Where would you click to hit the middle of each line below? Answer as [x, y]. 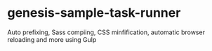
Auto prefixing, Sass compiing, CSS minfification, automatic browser [106, 32]
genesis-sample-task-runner [94, 13]
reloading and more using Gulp [52, 39]
